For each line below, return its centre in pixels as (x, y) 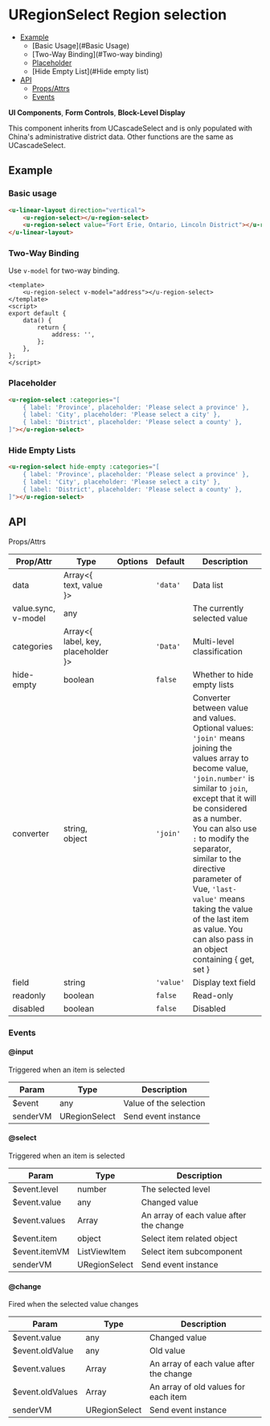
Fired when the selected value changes (74, 1304)
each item (168, 1397)
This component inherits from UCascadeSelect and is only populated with (131, 128)
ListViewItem (102, 1251)
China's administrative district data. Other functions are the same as (121, 136)
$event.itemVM (41, 1251)
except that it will (225, 798)
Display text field (224, 982)
